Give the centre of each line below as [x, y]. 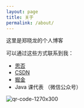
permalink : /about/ [30, 23]
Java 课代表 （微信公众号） [48, 87]
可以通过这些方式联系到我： [40, 53]
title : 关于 [20, 17]
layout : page [22, 12]
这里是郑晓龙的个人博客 [35, 41]
